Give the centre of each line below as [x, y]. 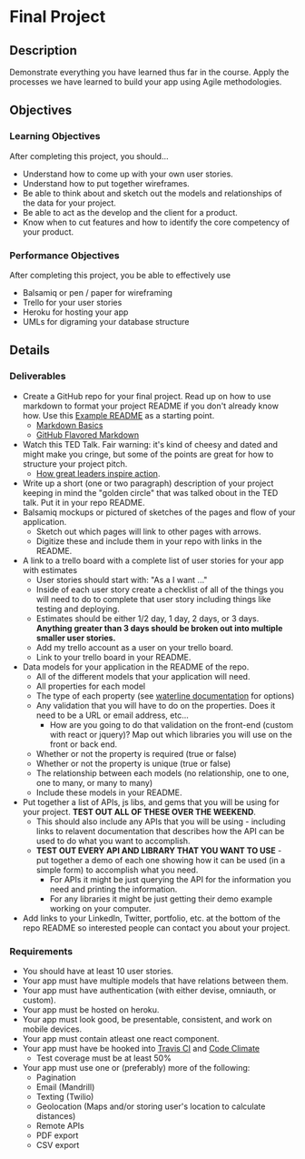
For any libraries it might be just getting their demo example [161, 899]
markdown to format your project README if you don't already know [151, 406]
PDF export [57, 1135]
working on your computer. [100, 908]
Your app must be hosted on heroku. [91, 1009]
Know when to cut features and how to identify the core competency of [156, 222]
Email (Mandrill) [65, 1087]
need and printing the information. [113, 889]
